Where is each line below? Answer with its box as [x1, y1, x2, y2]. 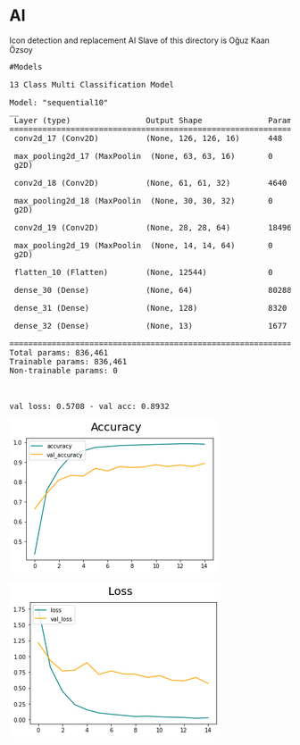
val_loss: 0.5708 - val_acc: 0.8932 [9, 401, 170, 411]
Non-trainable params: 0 [9, 365, 118, 375]
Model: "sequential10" [9, 97, 109, 107]
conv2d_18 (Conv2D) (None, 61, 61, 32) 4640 [13, 178, 287, 188]
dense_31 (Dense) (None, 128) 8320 [13, 303, 287, 313]
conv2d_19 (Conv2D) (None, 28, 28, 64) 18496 [13, 222, 292, 232]
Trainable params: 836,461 [9, 356, 128, 366]
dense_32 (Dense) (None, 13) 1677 [13, 321, 287, 331]
